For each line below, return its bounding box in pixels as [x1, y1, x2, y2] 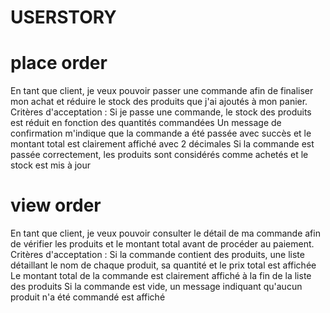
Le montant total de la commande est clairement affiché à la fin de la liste [10, 270, 312, 282]
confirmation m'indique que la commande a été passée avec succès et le [10, 127, 312, 140]
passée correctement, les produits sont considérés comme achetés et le [10, 149, 309, 161]
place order [10, 52, 108, 75]
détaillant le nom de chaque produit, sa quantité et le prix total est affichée [10, 259, 317, 271]
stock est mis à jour [10, 159, 92, 171]
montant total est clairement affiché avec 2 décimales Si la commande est [10, 138, 315, 150]
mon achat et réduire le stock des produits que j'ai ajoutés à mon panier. [10, 96, 308, 108]
